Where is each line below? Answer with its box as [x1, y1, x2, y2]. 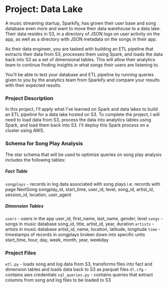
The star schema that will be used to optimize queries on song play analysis [5, 152, 162, 158]
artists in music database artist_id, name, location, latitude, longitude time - [5, 226, 160, 232]
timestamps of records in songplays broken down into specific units [5, 232, 145, 238]
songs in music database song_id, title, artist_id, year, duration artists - [5, 221, 154, 227]
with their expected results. [5, 82, 62, 88]
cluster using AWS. [5, 127, 45, 133]
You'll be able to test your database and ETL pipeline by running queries [5, 71, 154, 77]
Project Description [5, 94, 54, 101]
